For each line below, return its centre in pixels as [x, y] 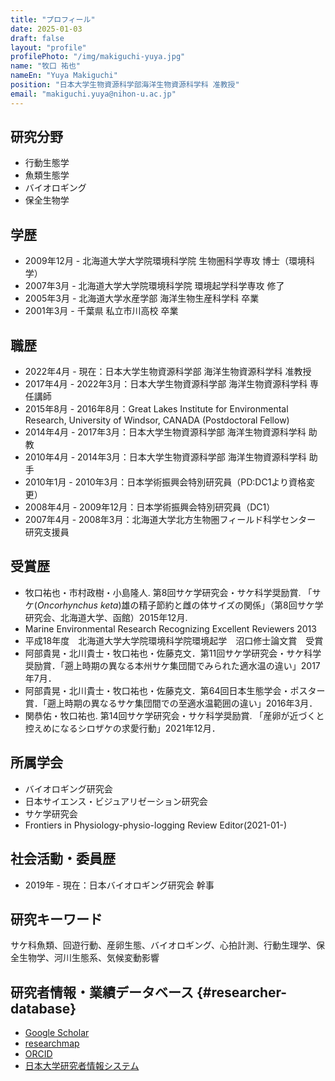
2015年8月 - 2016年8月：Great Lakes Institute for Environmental [156, 409]
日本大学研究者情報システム [82, 1066]
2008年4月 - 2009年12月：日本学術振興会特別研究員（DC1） [150, 507]
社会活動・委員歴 [63, 859]
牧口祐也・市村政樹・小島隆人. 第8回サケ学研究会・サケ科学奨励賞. [163, 592]
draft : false [37, 38]
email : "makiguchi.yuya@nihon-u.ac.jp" [93, 94]
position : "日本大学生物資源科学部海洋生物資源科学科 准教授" [125, 85]
